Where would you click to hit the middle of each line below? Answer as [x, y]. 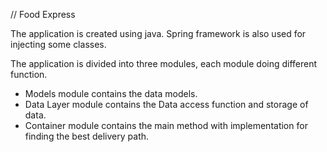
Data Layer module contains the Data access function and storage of [166, 104]
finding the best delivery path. [87, 136]
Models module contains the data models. [111, 93]
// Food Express [43, 14]
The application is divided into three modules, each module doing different [164, 63]
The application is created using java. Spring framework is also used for [158, 33]
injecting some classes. [58, 44]
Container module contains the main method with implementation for [166, 125]
